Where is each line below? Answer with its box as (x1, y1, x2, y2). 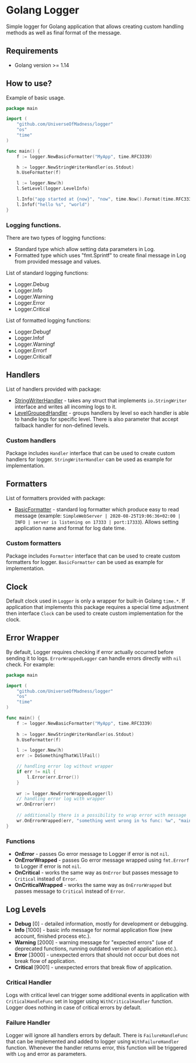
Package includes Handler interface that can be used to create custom (6, 450, 175, 457)
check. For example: (6, 660, 55, 668)
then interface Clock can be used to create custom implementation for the (6, 610, 184, 617)
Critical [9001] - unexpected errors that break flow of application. (14, 964, 173, 971)
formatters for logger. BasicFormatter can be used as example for (6, 559, 164, 566)
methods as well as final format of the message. (6, 29, 121, 36)
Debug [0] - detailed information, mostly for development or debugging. (14, 920, 188, 927)
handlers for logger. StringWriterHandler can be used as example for (6, 456, 173, 463)
